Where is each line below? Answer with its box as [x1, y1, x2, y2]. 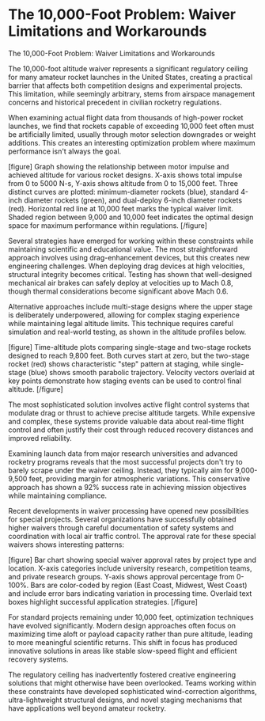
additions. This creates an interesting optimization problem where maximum [8, 138, 256, 147]
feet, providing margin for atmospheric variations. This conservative [28, 473, 251, 484]
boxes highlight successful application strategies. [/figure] [8, 597, 198, 606]
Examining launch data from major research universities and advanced [8, 449, 238, 458]
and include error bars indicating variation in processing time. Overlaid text [8, 588, 252, 598]
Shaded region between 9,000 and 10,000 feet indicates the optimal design [8, 212, 254, 222]
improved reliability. [8, 433, 73, 442]
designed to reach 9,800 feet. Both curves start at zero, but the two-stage [8, 351, 250, 360]
